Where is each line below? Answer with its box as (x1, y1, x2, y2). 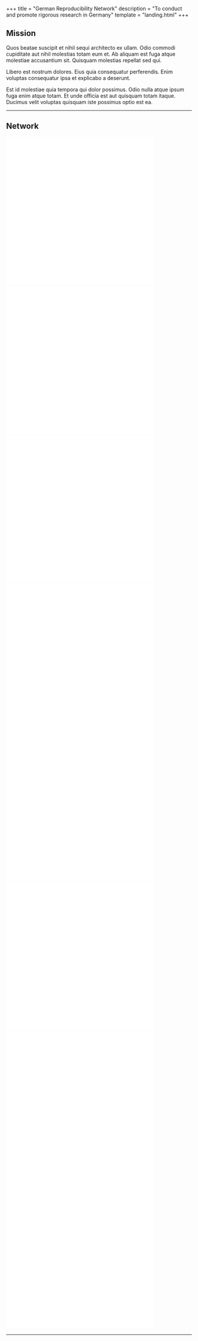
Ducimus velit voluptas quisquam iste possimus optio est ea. (6, 98, 153, 105)
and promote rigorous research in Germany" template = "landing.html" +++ (6, 11, 189, 18)
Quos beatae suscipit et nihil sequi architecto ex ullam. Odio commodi (6, 44, 176, 51)
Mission (6, 28, 37, 38)
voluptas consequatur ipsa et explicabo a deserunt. (6, 74, 131, 82)
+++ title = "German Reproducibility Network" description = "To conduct (6, 5, 183, 12)
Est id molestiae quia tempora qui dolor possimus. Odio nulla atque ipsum (6, 86, 184, 93)
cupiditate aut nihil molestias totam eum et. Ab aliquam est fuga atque (6, 50, 176, 57)
